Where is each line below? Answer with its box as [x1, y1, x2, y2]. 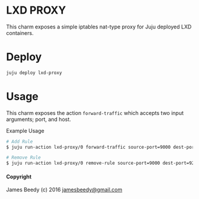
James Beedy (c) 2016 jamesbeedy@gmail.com [6, 186, 123, 193]
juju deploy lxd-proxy [6, 69, 62, 76]
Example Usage [6, 127, 44, 134]
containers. [6, 29, 34, 36]
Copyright [6, 173, 32, 180]
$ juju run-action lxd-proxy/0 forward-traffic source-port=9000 [6, 144, 171, 150]
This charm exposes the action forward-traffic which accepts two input [6, 109, 184, 116]
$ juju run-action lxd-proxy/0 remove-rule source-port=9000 [6, 161, 161, 166]
